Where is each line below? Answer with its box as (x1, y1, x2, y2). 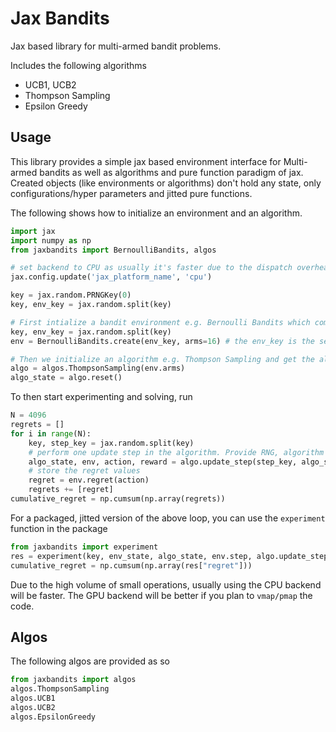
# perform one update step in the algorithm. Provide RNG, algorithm (28, 447, 325, 457)
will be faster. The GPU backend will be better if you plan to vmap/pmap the (10, 589, 313, 601)
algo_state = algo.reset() (10, 373, 123, 383)
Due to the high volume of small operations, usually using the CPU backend (10, 578, 322, 591)
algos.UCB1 (10, 693, 56, 704)
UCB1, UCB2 (24, 78, 77, 91)
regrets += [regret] (28, 485, 114, 495)
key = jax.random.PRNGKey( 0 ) (10, 290, 132, 301)
